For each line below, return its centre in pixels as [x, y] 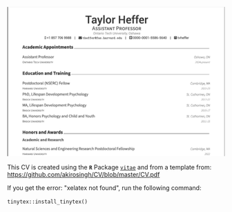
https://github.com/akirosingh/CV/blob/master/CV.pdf [84, 174]
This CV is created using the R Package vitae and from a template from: [109, 167]
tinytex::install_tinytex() [48, 202]
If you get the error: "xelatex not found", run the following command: [104, 188]
